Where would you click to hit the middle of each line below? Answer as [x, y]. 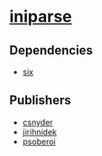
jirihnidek [39, 132]
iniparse [41, 17]
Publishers [40, 100]
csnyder [37, 122]
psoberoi [39, 141]
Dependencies [51, 50]
